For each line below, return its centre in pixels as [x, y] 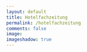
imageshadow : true [29, 39]
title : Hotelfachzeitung [37, 17]
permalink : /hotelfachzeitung [44, 23]
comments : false [26, 28]
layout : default [26, 12]
